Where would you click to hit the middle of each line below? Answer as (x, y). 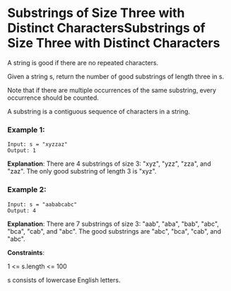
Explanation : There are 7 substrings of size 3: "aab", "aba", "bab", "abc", (113, 224)
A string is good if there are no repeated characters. (83, 62)
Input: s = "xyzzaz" (38, 144)
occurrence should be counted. (53, 98)
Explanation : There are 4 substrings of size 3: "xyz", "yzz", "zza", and (109, 164)
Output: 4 (22, 210)
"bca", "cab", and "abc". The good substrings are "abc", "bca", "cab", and (114, 231)
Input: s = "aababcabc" (42, 204)
